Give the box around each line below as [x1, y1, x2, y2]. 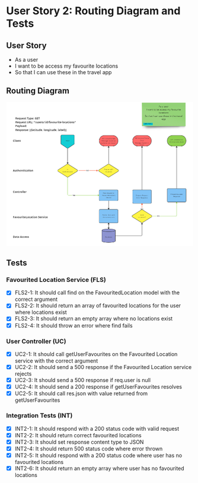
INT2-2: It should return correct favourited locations [14, 431, 142, 438]
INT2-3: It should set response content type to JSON [14, 438, 144, 446]
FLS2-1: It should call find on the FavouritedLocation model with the [14, 289, 180, 296]
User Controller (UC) [6, 337, 66, 345]
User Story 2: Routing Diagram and [6, 4, 181, 18]
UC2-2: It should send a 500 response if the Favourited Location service [14, 363, 192, 370]
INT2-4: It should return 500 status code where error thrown [14, 445, 163, 452]
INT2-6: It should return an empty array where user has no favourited [14, 465, 185, 472]
